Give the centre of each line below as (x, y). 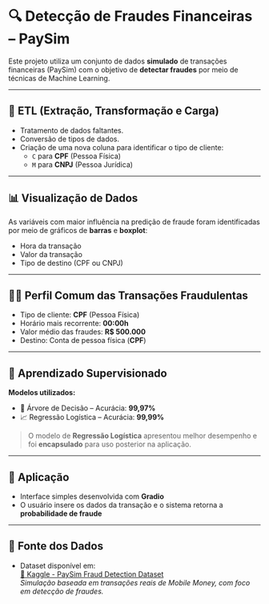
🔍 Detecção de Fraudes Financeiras (130, 16)
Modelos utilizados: (42, 393)
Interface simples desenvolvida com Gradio (92, 496)
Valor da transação (51, 254)
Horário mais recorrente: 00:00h (74, 324)
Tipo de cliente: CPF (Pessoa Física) (80, 315)
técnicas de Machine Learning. (59, 78)
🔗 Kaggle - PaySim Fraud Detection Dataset (92, 574)
